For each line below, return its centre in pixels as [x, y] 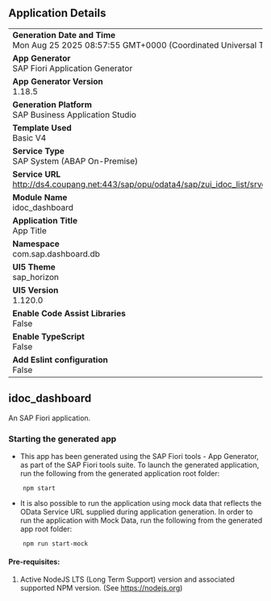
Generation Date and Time [64, 35]
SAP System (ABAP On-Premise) [75, 161]
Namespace [36, 244]
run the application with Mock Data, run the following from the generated [141, 520]
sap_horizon [35, 277]
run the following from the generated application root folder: [120, 473]
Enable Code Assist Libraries [69, 313]
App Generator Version [58, 81]
